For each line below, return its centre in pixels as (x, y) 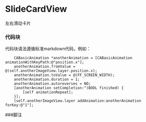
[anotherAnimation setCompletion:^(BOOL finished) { (69, 88)
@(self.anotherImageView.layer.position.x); (51, 71)
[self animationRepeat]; (48, 92)
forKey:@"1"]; (20, 105)
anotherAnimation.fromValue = (45, 67)
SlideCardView (36, 9)
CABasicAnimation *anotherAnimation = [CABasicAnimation (73, 58)
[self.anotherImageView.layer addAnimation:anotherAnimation (77, 101)
